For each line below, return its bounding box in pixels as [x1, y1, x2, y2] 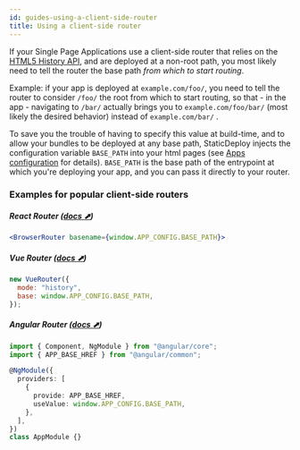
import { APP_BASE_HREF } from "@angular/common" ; [9, 350, 202, 359]
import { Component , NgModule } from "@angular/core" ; [9, 342, 218, 351]
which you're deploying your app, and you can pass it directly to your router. [9, 166, 290, 177]
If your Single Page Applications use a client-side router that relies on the [9, 46, 279, 56]
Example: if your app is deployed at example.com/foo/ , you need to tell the [9, 82, 280, 93]
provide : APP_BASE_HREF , [32, 391, 126, 401]
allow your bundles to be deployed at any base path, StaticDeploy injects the [9, 138, 291, 149]
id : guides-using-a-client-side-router [9, 13, 158, 22]
